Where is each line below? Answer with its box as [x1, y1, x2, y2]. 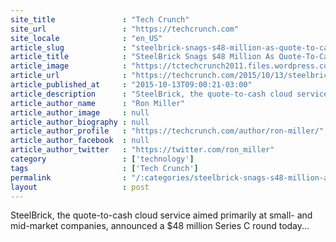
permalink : [10, 172, 128, 183]
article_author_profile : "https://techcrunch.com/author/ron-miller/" [10, 126, 325, 136]
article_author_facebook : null [10, 136, 150, 146]
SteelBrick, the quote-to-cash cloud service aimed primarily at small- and [10, 209, 313, 221]
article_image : [10, 61, 128, 71]
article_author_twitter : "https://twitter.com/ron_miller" [10, 145, 275, 155]
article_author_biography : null [10, 117, 150, 127]
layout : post [10, 182, 150, 192]
